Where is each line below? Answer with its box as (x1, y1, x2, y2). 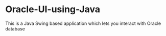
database (5, 25, 26, 31)
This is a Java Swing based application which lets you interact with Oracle (5, 20, 161, 26)
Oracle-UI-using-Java (5, 4, 101, 15)
